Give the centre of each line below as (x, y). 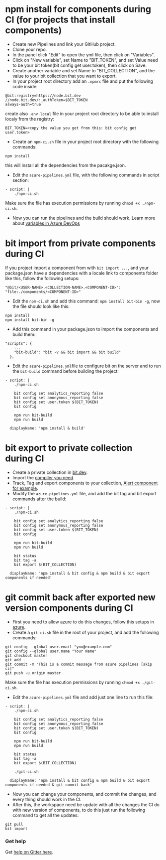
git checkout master (27, 655)
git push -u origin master (33, 673)
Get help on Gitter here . (29, 852)
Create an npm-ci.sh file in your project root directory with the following (85, 142)
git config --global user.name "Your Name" (51, 651)
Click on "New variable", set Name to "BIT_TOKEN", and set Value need (85, 60)
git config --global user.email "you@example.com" (59, 647)
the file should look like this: (41, 306)
